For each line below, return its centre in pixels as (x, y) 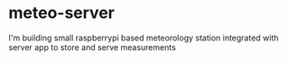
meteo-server (61, 13)
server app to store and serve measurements (93, 47)
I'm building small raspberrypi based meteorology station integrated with (144, 38)
